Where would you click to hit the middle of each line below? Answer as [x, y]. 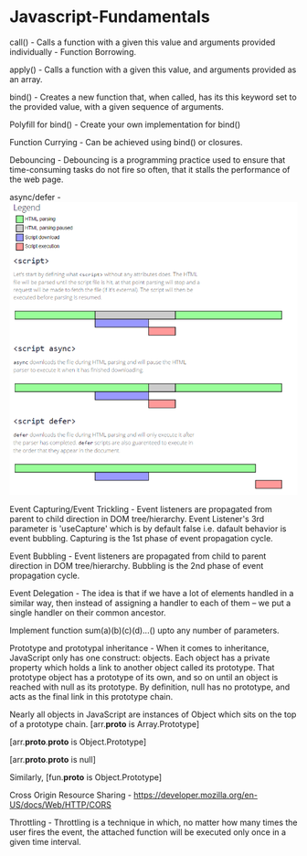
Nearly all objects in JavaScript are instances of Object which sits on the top [153, 714]
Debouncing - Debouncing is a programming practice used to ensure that [148, 160]
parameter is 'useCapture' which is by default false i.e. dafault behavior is [148, 529]
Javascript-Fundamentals [110, 17]
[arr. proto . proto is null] [53, 760]
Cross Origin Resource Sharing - [71, 795]
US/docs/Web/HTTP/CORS [61, 805]
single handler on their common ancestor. [88, 613]
